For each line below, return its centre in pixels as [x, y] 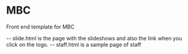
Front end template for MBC [40, 27]
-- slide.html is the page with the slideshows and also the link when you [94, 38]
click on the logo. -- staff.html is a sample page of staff [74, 45]
